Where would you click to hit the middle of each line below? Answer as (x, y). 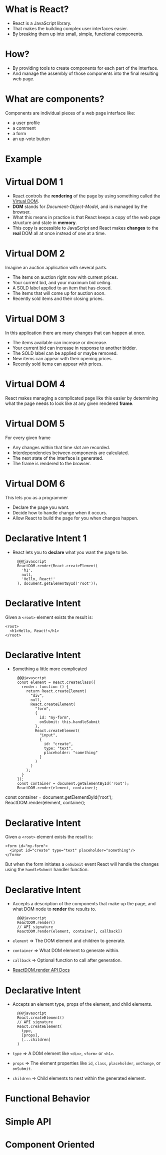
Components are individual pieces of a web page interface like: (70, 113)
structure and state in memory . (44, 223)
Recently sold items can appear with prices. (57, 364)
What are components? (55, 99)
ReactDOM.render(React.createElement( (57, 566)
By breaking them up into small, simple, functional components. (78, 34)
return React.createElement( (56, 691)
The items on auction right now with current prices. (65, 277)
